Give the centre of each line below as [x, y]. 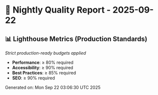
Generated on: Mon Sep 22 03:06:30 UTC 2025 [53, 87]
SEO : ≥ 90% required [33, 78]
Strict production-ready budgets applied [46, 53]
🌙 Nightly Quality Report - [58, 10]
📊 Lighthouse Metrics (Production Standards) [76, 39]
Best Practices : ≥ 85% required [44, 73]
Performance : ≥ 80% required [43, 62]
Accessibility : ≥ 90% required [43, 67]
